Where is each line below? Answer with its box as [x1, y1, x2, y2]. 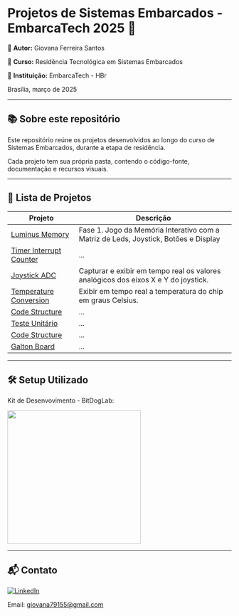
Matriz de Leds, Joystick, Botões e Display [78, 233, 221, 243]
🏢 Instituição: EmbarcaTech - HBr [7, 71, 107, 80]
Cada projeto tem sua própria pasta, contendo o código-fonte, [7, 156, 190, 165]
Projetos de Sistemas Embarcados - [7, 5, 223, 21]
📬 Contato [7, 564, 58, 576]
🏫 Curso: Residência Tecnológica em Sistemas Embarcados [7, 57, 184, 65]
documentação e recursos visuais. [7, 164, 109, 173]
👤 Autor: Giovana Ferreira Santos [7, 43, 105, 52]
